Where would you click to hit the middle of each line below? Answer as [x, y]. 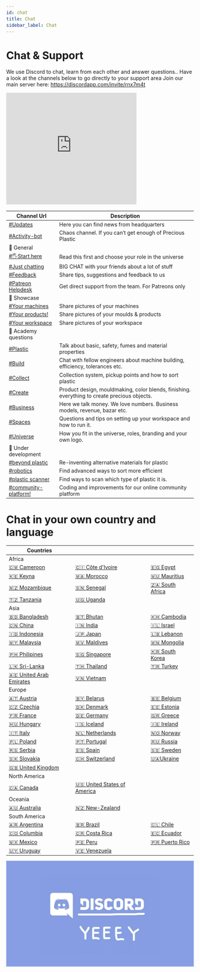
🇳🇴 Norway [166, 732]
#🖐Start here [25, 256]
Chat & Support [45, 55]
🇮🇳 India [87, 625]
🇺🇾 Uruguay [24, 850]
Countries [39, 550]
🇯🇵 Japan [88, 634]
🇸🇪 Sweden [166, 750]
